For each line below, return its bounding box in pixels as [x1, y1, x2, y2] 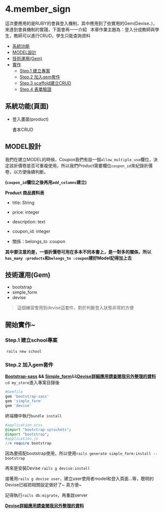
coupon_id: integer [12, 228, 51, 234]
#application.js [5, 436, 38, 442]
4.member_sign [5, 3, 71, 15]
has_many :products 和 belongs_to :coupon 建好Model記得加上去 [5, 255, 132, 261]
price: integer [12, 209, 40, 215]
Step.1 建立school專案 [5, 337, 58, 343]
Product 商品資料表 [5, 190, 45, 196]
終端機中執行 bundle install [5, 412, 62, 418]
